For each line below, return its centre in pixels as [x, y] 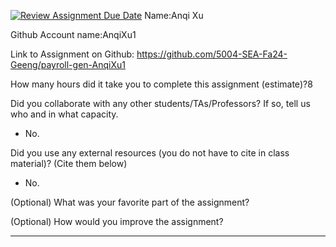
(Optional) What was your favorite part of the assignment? [130, 202]
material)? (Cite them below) [69, 163]
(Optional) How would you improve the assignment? [117, 221]
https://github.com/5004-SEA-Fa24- [212, 54]
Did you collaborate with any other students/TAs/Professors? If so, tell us [160, 103]
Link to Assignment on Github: [72, 54]
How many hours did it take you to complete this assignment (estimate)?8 [161, 84]
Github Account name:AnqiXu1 [73, 34]
